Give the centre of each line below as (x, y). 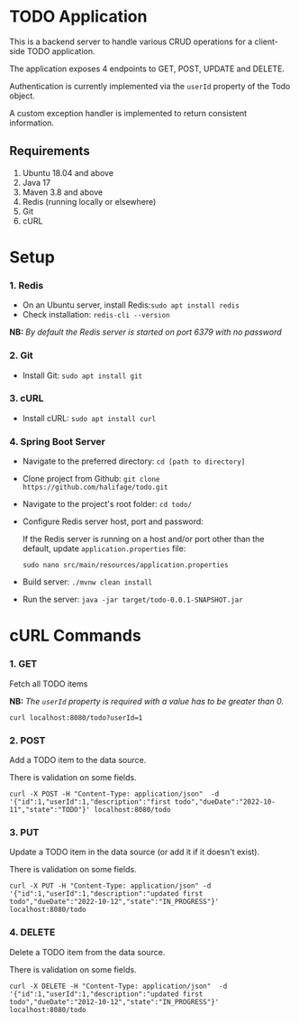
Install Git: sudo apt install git (82, 375)
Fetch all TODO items (49, 684)
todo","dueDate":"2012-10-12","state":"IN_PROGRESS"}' (114, 1002)
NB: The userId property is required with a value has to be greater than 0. (147, 701)
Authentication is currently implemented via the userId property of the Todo (150, 86)
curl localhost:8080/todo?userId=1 (76, 718)
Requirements (50, 151)
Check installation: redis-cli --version (96, 315)
